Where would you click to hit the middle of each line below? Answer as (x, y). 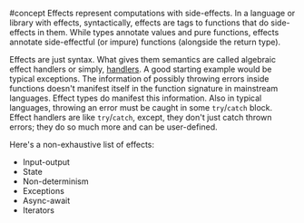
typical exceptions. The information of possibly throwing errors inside (139, 79)
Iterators (38, 210)
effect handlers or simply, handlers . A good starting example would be (141, 69)
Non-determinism (55, 181)
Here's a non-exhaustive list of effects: (82, 145)
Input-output (46, 162)
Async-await (46, 200)
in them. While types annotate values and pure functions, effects (158, 32)
